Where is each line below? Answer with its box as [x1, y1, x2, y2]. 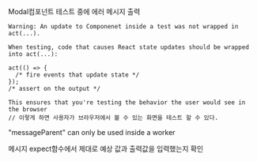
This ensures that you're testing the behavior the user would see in [8, 99, 246, 107]
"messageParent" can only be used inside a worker [8, 128, 176, 137]
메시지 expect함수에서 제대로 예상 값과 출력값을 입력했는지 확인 [8, 144, 204, 153]
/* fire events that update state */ [15, 71, 140, 79]
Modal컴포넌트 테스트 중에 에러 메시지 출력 [8, 7, 141, 16]
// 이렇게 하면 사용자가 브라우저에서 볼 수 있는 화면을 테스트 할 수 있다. [8, 114, 219, 122]
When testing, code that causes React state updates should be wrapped [8, 43, 249, 51]
